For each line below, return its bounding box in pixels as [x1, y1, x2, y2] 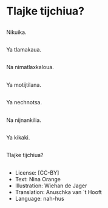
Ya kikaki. [6, 133, 30, 141]
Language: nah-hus [15, 195, 65, 202]
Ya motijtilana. [6, 81, 41, 89]
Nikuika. [6, 29, 27, 36]
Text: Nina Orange [15, 175, 61, 183]
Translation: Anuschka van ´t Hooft [15, 188, 102, 195]
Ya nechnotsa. [6, 99, 42, 106]
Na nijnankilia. [6, 116, 41, 124]
